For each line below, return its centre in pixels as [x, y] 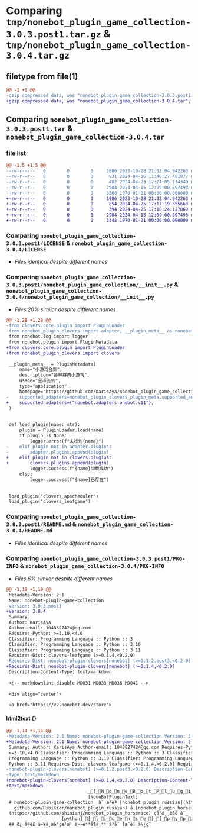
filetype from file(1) [42, 76]
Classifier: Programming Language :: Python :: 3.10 [75, 644]
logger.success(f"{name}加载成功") [72, 469]
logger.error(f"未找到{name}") [67, 441]
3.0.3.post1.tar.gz [54, 35]
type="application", [44, 386]
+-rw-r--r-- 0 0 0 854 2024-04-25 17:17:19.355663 [97, 204]
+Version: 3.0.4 [26, 611]
